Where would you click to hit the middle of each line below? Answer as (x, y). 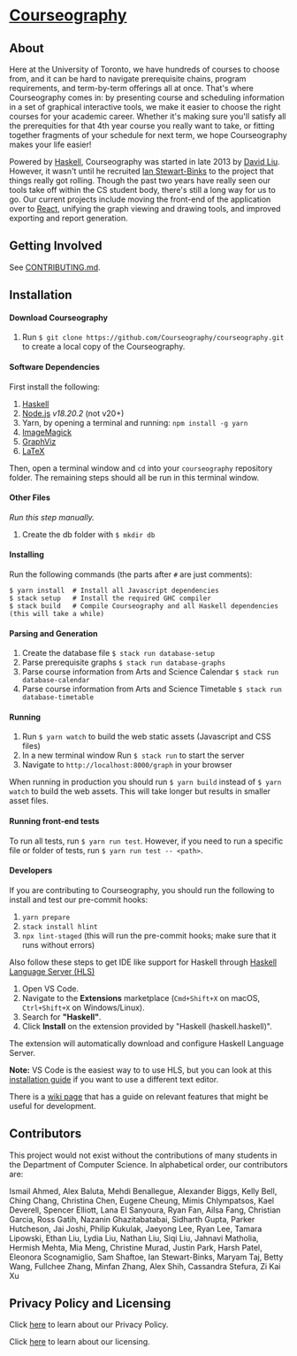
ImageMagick (47, 432)
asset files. (29, 801)
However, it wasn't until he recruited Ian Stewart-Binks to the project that (141, 171)
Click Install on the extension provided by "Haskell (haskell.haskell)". (147, 1026)
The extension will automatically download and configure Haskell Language (147, 1043)
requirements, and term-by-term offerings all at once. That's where (132, 88)
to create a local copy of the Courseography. (103, 347)
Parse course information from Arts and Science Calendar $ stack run (150, 672)
